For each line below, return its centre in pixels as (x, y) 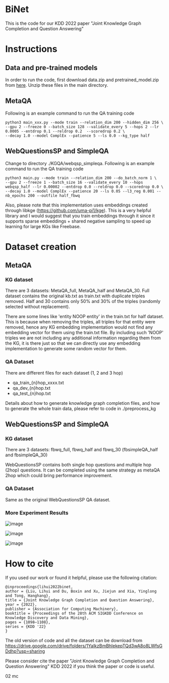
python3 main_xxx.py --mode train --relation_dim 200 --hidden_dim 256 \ (84, 122)
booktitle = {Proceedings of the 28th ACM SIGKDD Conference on (74, 613)
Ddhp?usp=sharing (25, 651)
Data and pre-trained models (51, 67)
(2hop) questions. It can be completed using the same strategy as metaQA (83, 470)
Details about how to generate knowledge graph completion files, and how (83, 403)
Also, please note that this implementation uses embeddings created (76, 205)
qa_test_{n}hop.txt (32, 393)
